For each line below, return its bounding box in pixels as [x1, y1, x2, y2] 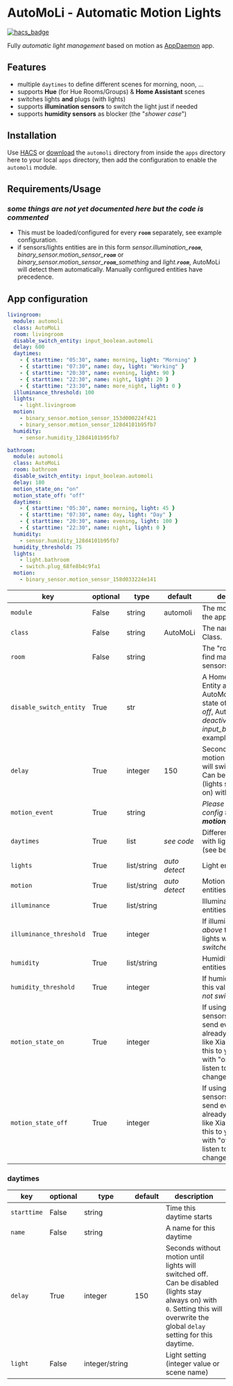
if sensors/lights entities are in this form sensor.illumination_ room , [17, 243, 203, 252]
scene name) [165, 1368, 209, 1378]
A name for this [165, 1223, 216, 1233]
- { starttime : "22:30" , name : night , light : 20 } [19, 376, 169, 383]
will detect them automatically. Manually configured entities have [17, 266, 203, 274]
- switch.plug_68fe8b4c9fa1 [19, 563, 101, 570]
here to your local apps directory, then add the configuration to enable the [7, 155, 217, 164]
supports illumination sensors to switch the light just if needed [17, 102, 198, 111]
